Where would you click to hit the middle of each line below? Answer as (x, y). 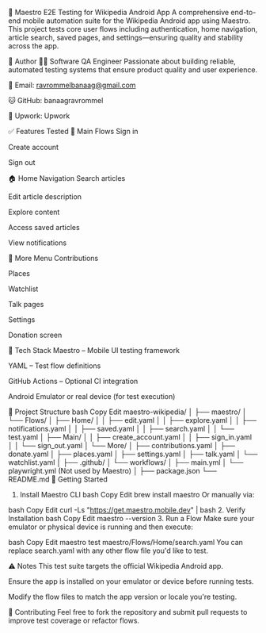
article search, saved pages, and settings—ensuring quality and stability (126, 37)
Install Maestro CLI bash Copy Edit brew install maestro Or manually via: (137, 495)
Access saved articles (44, 227)
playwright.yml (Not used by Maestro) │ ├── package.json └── (113, 471)
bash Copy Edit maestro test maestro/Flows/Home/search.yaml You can (126, 542)
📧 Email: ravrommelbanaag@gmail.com (72, 85)
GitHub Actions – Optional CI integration (73, 381)
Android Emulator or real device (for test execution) (92, 396)
